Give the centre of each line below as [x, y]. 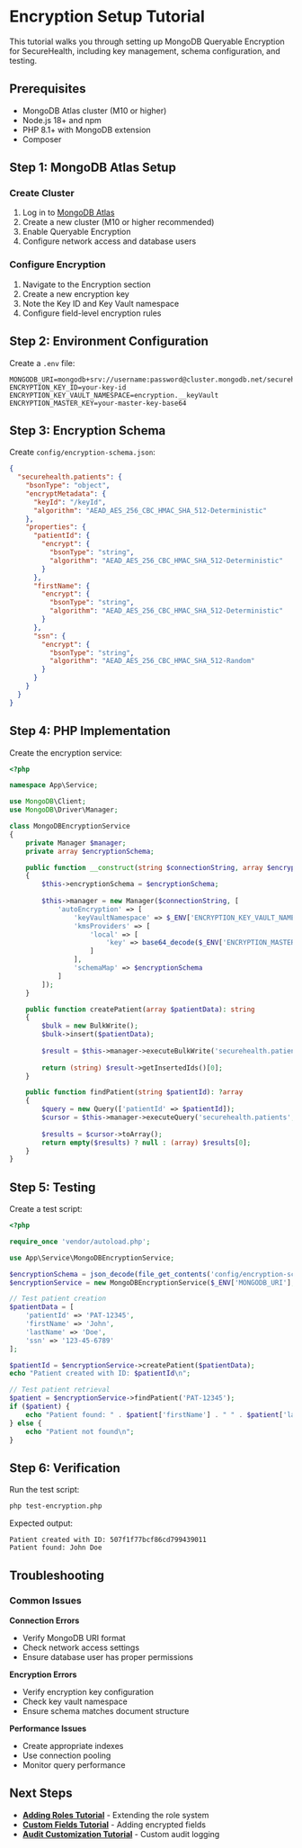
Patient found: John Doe [56, 1548]
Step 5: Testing [53, 1187]
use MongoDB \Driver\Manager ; [64, 810]
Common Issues [46, 1601]
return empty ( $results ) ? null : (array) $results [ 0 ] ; [147, 1143]
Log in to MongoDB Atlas [68, 212]
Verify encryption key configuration [88, 1691]
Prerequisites [48, 89]
